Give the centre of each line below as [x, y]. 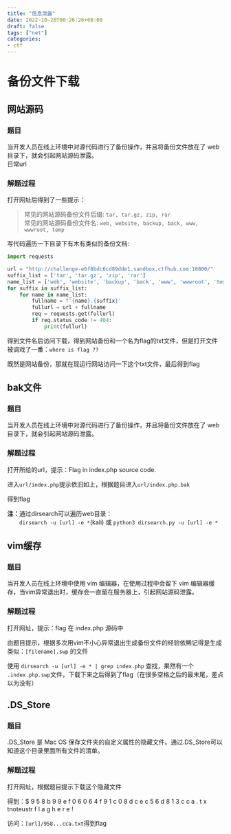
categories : [24, 39]
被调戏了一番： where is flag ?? [53, 349]
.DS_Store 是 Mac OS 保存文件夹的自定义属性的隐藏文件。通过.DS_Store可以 [115, 742]
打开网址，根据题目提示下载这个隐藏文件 [64, 787]
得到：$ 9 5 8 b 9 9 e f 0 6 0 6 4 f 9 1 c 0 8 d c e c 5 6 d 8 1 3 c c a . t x [107, 801]
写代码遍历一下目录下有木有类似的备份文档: [68, 244]
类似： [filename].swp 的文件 [48, 651]
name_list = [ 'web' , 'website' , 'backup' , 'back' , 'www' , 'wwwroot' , [109, 282]
